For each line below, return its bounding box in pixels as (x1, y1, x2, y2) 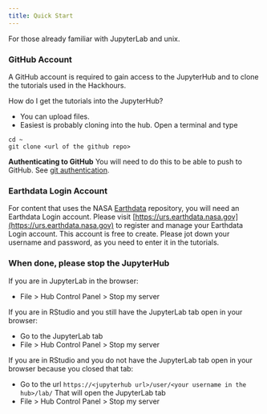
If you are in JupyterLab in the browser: (8, 276, 139, 286)
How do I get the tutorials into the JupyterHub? (8, 95, 164, 105)
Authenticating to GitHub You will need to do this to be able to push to (8, 156, 243, 166)
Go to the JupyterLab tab (19, 331, 103, 341)
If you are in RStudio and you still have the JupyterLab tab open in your (8, 306, 243, 317)
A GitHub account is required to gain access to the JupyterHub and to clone (8, 71, 259, 81)
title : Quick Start (8, 11, 74, 20)
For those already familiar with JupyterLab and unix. (8, 34, 180, 43)
